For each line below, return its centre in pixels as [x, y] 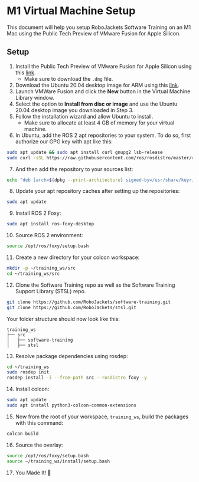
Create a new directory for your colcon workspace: [77, 257]
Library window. [35, 97]
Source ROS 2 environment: [49, 235]
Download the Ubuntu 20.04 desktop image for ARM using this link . [97, 85]
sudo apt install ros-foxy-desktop [50, 224]
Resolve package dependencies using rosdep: [72, 356]
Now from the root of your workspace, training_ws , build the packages [102, 417]
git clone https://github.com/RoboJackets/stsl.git [71, 307]
